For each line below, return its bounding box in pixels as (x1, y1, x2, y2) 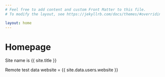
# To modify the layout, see (5, 12, 65, 17)
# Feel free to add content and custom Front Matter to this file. (5, 7, 146, 12)
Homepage (5, 41, 51, 53)
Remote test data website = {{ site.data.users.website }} (5, 67, 119, 73)
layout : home (5, 20, 32, 25)
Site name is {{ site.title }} (5, 58, 57, 63)
